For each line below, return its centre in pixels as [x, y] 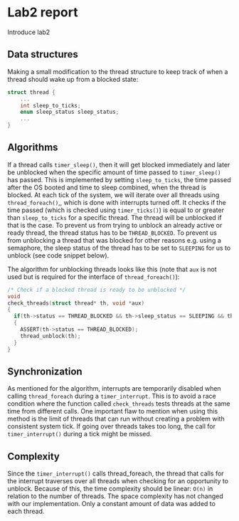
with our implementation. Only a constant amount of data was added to [111, 504]
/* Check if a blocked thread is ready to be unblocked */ [97, 290]
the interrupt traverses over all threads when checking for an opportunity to [118, 481]
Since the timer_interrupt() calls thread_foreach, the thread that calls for [116, 473]
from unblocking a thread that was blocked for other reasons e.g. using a [115, 240]
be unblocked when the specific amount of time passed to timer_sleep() [115, 172]
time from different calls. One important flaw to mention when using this [113, 411]
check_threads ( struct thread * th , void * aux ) [76, 303]
